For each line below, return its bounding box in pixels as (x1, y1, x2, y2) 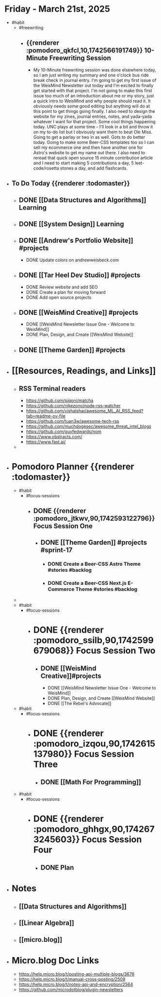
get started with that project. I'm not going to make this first (33, 88, 152, 93)
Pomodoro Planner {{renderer (11, 461, 134, 472)
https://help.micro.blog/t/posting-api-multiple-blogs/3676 (18, 971, 134, 977)
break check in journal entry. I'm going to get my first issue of (33, 77, 157, 83)
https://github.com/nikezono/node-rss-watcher (26, 402, 121, 408)
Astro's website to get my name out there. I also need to (33, 149, 145, 155)
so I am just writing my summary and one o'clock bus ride (33, 72, 149, 78)
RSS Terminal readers (18, 384, 86, 393)
